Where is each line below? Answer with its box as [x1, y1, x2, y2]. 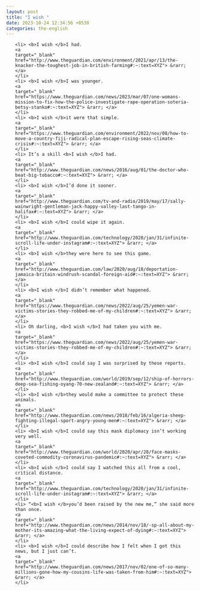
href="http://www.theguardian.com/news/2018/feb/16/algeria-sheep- [14, 413, 186, 418]
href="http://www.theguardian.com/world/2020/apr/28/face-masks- [14, 449, 181, 455]
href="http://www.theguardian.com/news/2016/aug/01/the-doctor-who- [14, 167, 189, 173]
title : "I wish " [6, 14, 50, 20]
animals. [14, 397, 37, 403]
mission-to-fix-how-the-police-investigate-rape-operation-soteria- [14, 99, 189, 105]
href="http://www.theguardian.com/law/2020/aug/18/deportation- [14, 266, 179, 272]
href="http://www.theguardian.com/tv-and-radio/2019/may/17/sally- [14, 198, 186, 205]
